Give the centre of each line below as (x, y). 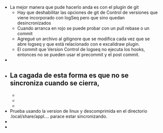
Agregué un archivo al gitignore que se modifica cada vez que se (83, 39)
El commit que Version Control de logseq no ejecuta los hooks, (81, 49)
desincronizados (34, 23)
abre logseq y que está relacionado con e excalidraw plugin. (78, 44)
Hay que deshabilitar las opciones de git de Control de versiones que (87, 12)
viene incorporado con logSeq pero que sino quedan (71, 18)
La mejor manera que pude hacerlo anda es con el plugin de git (74, 7)
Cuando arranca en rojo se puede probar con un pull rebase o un (83, 28)
